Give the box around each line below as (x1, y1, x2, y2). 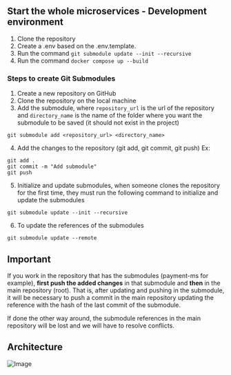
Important (7, 253, 51, 265)
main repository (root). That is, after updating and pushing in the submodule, (7, 286, 225, 294)
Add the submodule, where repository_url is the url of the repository (17, 104, 215, 112)
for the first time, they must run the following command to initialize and (17, 189, 219, 197)
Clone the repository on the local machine (17, 96, 137, 105)
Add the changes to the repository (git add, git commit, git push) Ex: (17, 144, 210, 152)
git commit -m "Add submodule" (7, 163, 97, 171)
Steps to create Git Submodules (7, 74, 116, 83)
